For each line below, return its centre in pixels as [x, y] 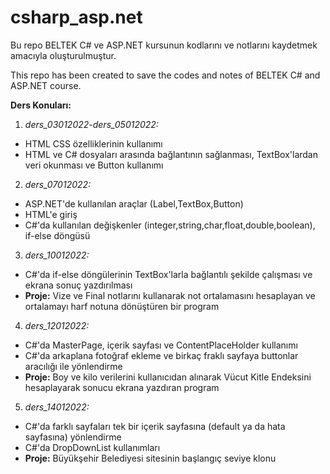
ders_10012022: [57, 255]
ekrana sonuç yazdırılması [78, 285]
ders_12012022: [57, 325]
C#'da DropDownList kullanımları [92, 447]
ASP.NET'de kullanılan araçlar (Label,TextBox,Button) [134, 203]
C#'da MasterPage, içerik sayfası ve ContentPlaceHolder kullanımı [161, 345]
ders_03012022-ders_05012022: [91, 124]
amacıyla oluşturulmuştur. [63, 55]
